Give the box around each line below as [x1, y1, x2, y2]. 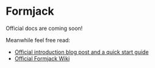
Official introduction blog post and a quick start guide [14, 48, 149, 56]
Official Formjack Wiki [14, 55, 70, 62]
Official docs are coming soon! [5, 25, 83, 32]
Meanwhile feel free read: [5, 36, 71, 43]
